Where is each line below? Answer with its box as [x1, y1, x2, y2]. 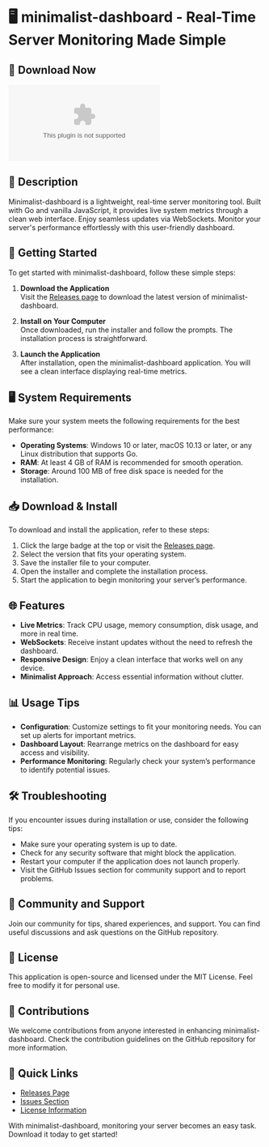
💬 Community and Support [8, 898, 145, 911]
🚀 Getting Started [8, 246, 98, 260]
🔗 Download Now [8, 63, 97, 77]
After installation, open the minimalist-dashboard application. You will [19, 357, 251, 367]
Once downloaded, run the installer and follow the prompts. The [19, 325, 233, 335]
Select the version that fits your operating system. [19, 549, 187, 559]
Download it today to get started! [8, 1129, 118, 1139]
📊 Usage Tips [8, 696, 80, 710]
